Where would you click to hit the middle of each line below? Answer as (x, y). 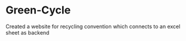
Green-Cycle (38, 10)
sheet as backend (28, 32)
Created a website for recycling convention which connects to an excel (93, 26)
